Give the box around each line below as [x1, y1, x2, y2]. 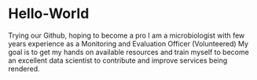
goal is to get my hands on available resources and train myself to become [8, 47, 249, 56]
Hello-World [8, 5, 90, 23]
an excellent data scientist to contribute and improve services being [8, 56, 228, 65]
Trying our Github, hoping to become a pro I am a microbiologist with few [8, 31, 245, 40]
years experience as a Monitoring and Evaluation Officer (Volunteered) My [8, 38, 249, 48]
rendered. [8, 64, 41, 73]
